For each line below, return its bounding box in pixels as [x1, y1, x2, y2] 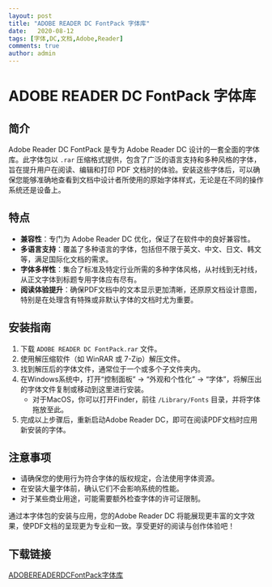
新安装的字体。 [19, 424, 70, 434]
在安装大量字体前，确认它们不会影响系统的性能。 [19, 483, 184, 494]
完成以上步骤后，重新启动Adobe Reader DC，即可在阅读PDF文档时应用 [19, 415, 257, 424]
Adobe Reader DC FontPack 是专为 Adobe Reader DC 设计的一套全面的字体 [8, 145, 261, 154]
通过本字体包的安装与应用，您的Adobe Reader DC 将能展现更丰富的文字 [8, 511, 249, 521]
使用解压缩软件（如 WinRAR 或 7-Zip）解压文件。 [19, 354, 185, 364]
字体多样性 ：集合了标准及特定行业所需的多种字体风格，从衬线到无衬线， [19, 264, 261, 274]
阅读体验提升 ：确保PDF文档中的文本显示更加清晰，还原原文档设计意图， [19, 284, 261, 294]
